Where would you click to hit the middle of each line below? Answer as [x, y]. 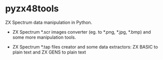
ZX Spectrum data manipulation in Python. [49, 22]
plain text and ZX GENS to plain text [49, 52]
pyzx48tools [32, 9]
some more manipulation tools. [44, 37]
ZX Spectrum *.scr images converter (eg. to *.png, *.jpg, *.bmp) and [81, 32]
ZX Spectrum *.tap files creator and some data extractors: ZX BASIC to [85, 47]
